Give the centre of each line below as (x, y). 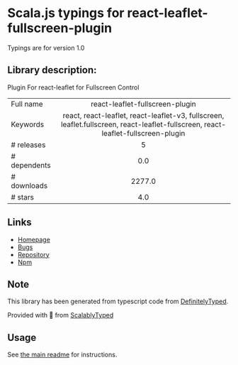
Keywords (28, 124)
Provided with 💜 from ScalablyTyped (61, 315)
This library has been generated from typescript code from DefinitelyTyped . (118, 301)
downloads (29, 185)
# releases (28, 145)
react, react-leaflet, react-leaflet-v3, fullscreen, (143, 115)
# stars (22, 197)
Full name (27, 104)
